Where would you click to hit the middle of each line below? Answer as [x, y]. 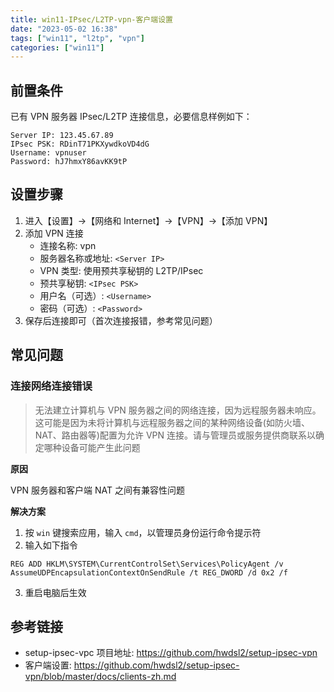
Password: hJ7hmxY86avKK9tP [69, 162]
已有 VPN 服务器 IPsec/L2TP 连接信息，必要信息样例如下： [131, 117]
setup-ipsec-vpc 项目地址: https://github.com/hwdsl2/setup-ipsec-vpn [171, 653]
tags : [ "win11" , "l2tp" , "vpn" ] [77, 38]
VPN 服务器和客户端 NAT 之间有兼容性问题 [98, 490]
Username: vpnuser [48, 153]
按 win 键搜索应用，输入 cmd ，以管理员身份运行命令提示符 [143, 532]
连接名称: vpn [68, 245]
